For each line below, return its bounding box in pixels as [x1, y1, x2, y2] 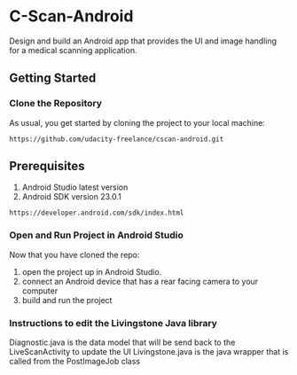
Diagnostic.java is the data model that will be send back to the [9, 337, 236, 348]
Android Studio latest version [21, 182, 129, 192]
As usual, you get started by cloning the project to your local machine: [9, 117, 266, 128]
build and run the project [21, 294, 113, 305]
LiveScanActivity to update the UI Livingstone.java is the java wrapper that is [9, 347, 289, 357]
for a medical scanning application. [9, 44, 137, 55]
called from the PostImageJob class [9, 356, 141, 367]
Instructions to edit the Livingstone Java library [9, 316, 217, 329]
